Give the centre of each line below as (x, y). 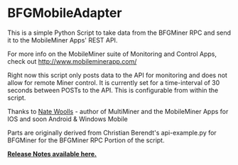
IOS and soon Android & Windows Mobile (67, 119)
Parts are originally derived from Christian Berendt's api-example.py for (112, 132)
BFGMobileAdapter (65, 13)
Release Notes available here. (52, 154)
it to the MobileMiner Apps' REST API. (63, 40)
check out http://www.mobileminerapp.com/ (72, 61)
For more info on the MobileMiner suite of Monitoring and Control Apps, (112, 54)
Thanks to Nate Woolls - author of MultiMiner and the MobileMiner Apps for (118, 111)
